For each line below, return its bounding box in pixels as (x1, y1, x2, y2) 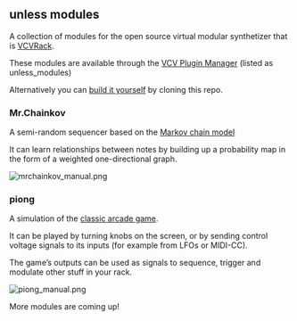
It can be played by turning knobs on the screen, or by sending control (9, 231, 268, 242)
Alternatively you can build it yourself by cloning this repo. (9, 84, 223, 95)
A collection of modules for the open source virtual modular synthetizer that (9, 30, 288, 41)
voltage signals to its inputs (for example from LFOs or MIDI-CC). (9, 240, 248, 251)
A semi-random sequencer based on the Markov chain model (9, 127, 235, 137)
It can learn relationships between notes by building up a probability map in (9, 144, 286, 155)
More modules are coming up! (9, 301, 120, 312)
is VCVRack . (9, 40, 55, 51)
